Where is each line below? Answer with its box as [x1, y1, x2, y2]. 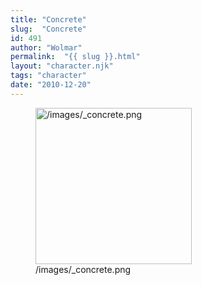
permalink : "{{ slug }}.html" [10, 52, 141, 62]
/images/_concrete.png [35, 263, 132, 275]
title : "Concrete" [10, 14, 87, 25]
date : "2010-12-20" [10, 80, 92, 90]
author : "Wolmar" [10, 42, 83, 53]
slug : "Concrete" [10, 24, 87, 34]
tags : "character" [10, 71, 87, 81]
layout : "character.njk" [10, 61, 114, 71]
